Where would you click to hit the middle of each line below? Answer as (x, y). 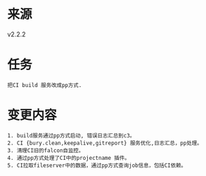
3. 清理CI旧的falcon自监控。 (46, 150)
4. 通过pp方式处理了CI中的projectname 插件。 (69, 158)
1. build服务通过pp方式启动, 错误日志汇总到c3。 (71, 135)
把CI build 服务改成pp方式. (45, 85)
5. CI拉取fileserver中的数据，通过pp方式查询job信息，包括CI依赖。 (97, 165)
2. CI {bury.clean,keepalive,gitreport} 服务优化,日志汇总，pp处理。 (105, 143)
